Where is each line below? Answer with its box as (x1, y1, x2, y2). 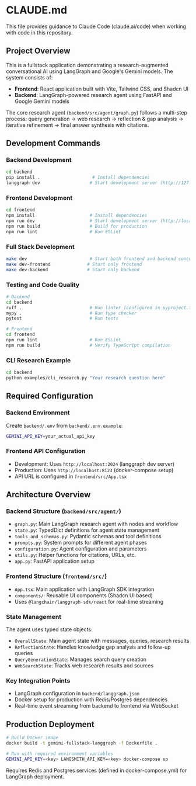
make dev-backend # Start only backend (6, 266, 140, 272)
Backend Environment (6, 408, 70, 417)
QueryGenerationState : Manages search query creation (14, 656, 147, 663)
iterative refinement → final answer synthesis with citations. (6, 121, 149, 129)
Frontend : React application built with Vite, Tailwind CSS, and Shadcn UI (14, 85, 188, 92)
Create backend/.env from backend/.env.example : (6, 422, 123, 429)
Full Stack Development (6, 243, 75, 251)
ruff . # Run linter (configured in (6, 304, 160, 310)
